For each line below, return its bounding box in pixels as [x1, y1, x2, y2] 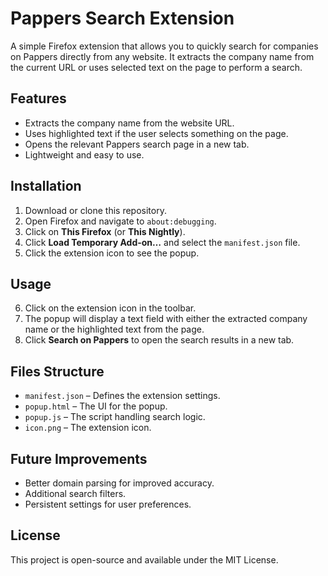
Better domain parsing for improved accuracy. [24, 477, 215, 489]
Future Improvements [10, 450, 148, 467]
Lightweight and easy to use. [24, 148, 145, 161]
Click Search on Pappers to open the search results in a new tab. [24, 334, 295, 346]
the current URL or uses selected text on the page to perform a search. [10, 61, 303, 73]
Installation [10, 178, 82, 195]
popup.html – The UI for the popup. [24, 400, 168, 412]
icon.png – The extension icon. [24, 422, 152, 434]
